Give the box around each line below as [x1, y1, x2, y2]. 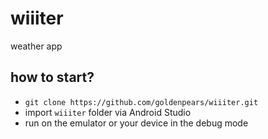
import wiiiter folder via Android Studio [24, 106, 192, 118]
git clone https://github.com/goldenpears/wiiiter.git [24, 97, 259, 107]
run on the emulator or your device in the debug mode [24, 117, 249, 129]
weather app [10, 40, 63, 52]
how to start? [10, 69, 95, 86]
